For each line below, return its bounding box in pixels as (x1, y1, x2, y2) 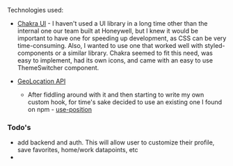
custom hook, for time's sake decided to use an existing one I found (27, 98, 223, 106)
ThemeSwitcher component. (17, 64, 99, 72)
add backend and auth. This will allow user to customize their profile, (17, 138, 215, 147)
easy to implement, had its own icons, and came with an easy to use (17, 56, 214, 65)
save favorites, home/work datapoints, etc (17, 146, 138, 154)
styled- (204, 42, 225, 49)
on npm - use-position (27, 106, 93, 113)
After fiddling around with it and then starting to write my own (27, 90, 204, 99)
